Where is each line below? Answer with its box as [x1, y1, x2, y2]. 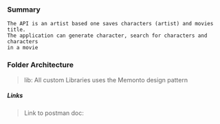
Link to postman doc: [23, 108, 85, 117]
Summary [7, 5, 41, 14]
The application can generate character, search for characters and [7, 32, 208, 39]
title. [7, 26, 26, 34]
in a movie [7, 45, 38, 51]
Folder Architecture [7, 60, 74, 70]
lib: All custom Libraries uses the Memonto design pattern [23, 75, 188, 84]
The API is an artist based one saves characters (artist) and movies [7, 21, 214, 27]
